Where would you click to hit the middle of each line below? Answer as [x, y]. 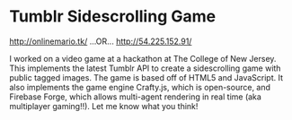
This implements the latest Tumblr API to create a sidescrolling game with [145, 68]
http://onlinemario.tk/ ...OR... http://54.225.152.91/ [101, 41]
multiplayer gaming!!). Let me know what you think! [104, 106]
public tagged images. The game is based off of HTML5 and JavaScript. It [146, 77]
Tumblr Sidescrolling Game [113, 17]
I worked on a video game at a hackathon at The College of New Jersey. [143, 58]
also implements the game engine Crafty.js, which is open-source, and [140, 87]
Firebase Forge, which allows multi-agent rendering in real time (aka [136, 97]
